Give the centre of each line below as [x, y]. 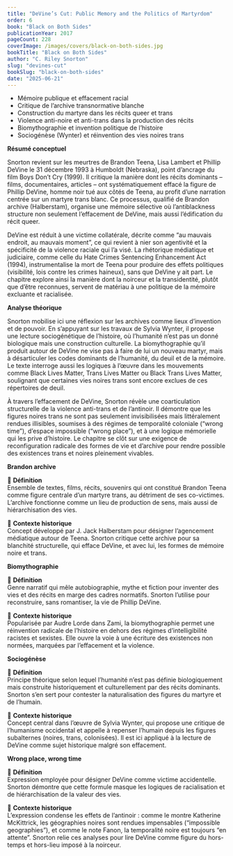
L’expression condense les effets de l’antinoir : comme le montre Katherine [114, 816]
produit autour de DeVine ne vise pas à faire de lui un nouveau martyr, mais [115, 351]
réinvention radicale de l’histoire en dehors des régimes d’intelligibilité [107, 631]
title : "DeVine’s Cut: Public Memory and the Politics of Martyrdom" [110, 14]
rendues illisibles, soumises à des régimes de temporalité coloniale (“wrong [115, 424]
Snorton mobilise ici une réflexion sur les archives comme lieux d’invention [114, 321]
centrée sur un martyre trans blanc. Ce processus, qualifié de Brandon [109, 199]
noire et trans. [27, 553]
